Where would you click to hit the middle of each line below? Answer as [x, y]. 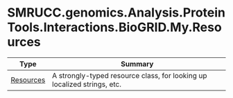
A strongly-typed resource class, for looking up [129, 75]
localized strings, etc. [86, 84]
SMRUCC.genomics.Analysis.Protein [116, 13]
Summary [137, 63]
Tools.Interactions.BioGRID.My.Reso [114, 27]
